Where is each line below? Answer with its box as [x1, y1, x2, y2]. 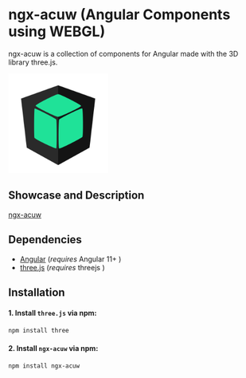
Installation [8, 285, 65, 299]
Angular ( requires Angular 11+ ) [19, 254, 122, 264]
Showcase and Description [8, 189, 145, 203]
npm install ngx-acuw [8, 362, 80, 370]
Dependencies [8, 233, 82, 246]
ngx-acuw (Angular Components [8, 6, 231, 24]
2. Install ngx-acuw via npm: [8, 343, 99, 352]
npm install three [8, 327, 69, 335]
